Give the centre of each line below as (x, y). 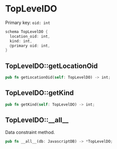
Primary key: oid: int (28, 22)
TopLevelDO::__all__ (37, 120)
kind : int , (21, 41)
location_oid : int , (30, 36)
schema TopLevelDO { (27, 31)
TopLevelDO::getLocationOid (51, 66)
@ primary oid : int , (30, 45)
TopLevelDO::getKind (39, 93)
